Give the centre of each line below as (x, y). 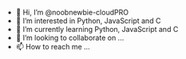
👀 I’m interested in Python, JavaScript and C (88, 21)
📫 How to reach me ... (53, 47)
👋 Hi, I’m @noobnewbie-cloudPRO (72, 12)
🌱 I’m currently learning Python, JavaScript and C (97, 29)
